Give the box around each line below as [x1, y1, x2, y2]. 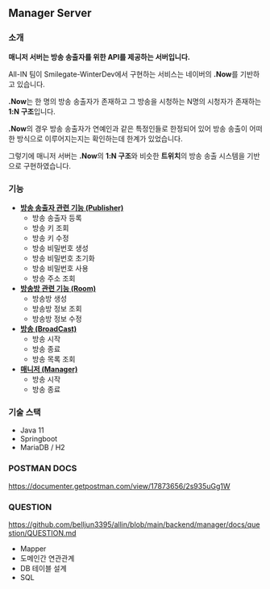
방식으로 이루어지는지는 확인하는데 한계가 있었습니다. [16, 133, 183, 144]
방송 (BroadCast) [19, 324, 77, 333]
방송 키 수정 [31, 233, 69, 243]
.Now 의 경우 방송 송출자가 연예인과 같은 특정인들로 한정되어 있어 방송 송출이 [8, 123, 248, 133]
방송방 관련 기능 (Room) [19, 283, 97, 293]
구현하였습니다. [23, 161, 71, 170]
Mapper [19, 544, 47, 553]
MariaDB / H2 [19, 443, 66, 453]
